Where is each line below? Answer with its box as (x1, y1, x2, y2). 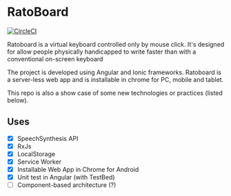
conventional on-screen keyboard (7, 54, 103, 63)
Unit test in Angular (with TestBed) (17, 173, 115, 182)
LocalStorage (17, 149, 56, 158)
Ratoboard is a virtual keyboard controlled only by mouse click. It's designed (7, 40, 225, 48)
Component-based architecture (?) (17, 181, 117, 189)
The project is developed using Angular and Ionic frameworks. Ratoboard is (7, 68, 222, 76)
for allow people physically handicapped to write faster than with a (7, 47, 197, 56)
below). (7, 96, 29, 104)
